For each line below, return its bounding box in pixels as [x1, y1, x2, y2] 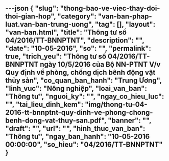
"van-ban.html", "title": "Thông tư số [5, 28, 127, 37]
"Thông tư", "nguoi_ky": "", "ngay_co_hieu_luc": [5, 92, 164, 101]
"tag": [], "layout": [94, 20, 156, 29]
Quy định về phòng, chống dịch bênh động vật [5, 68, 156, 77]
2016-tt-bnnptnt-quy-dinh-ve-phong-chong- [5, 108, 153, 117]
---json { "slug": [5, 4, 59, 13]
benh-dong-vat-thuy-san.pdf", [5, 116, 107, 125]
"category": [57, 12, 97, 21]
